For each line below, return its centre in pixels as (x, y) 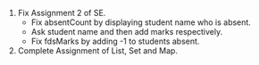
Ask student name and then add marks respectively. (127, 32)
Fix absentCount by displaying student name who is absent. (141, 22)
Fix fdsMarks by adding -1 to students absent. (115, 41)
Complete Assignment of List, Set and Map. (98, 51)
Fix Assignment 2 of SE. (62, 13)
